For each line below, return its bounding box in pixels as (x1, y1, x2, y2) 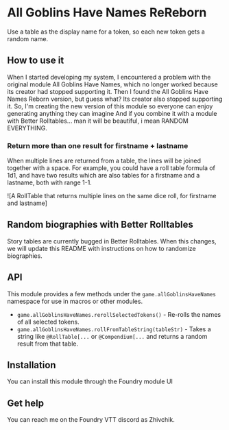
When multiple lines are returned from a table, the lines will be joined (7, 156, 201, 165)
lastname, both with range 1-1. (7, 178, 93, 187)
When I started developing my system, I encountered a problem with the (7, 73, 211, 81)
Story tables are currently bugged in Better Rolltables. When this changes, (7, 237, 217, 245)
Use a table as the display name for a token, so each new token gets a (7, 27, 206, 36)
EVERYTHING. (7, 123, 48, 132)
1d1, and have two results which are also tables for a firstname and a (7, 171, 200, 180)
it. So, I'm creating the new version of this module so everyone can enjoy (7, 101, 213, 110)
